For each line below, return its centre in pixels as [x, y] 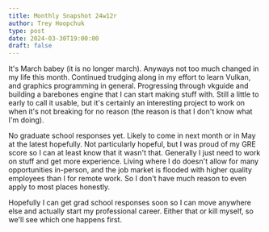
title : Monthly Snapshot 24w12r [63, 16]
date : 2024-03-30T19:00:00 [54, 38]
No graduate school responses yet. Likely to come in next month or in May [132, 136]
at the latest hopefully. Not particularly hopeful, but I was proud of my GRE [132, 144]
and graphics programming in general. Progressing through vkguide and [128, 86]
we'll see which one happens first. [65, 220]
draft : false [30, 46]
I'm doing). [26, 120]
